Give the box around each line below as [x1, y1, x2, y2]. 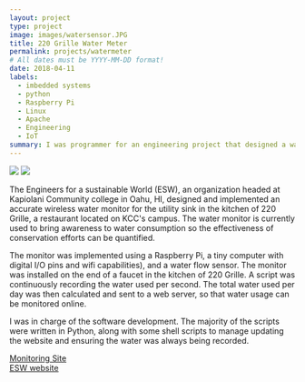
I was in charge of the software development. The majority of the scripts [9, 316, 280, 327]
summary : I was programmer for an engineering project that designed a [9, 140, 286, 149]
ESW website [9, 362, 59, 373]
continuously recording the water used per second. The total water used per [9, 278, 295, 289]
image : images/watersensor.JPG [9, 30, 128, 39]
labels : [9, 73, 39, 82]
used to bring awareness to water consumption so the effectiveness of [9, 222, 274, 233]
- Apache [17, 115, 51, 124]
